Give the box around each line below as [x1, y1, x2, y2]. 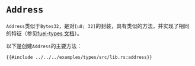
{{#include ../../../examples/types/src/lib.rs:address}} [6, 54, 152, 60]
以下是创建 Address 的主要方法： [6, 42, 82, 49]
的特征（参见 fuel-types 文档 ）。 [6, 30, 83, 37]
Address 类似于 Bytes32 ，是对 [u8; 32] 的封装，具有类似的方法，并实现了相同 [6, 22, 190, 29]
